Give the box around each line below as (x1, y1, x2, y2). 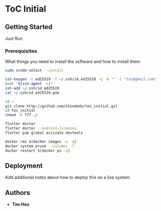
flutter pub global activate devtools (5, 130, 83, 135)
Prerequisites (5, 48, 37, 54)
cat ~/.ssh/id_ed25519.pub (5, 90, 59, 95)
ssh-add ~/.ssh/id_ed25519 (5, 86, 59, 91)
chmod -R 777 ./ (5, 113, 38, 117)
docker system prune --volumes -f (5, 144, 75, 148)
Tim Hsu (12, 201, 30, 207)
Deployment (5, 162, 43, 170)
